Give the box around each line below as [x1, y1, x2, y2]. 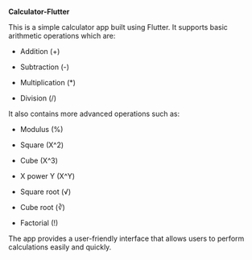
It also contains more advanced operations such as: [8, 109, 180, 118]
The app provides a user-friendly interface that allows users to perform [8, 233, 245, 243]
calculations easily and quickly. [8, 242, 112, 252]
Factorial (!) [19, 218, 59, 228]
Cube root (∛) [19, 203, 66, 212]
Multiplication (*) [19, 78, 76, 87]
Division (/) [19, 93, 57, 103]
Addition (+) [19, 47, 60, 56]
